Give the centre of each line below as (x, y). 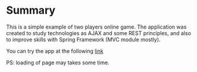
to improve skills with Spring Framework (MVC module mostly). (83, 39)
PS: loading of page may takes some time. (58, 62)
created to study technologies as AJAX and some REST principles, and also (99, 33)
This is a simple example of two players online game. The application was (96, 27)
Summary (31, 10)
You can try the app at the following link (55, 51)
